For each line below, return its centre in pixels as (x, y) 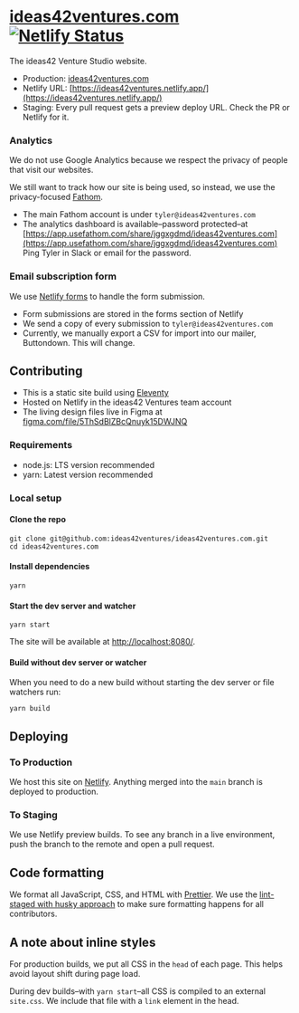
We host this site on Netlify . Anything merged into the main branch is (136, 782)
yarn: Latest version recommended (88, 474)
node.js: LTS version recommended (89, 464)
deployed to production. (54, 792)
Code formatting (57, 872)
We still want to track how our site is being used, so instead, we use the (142, 187)
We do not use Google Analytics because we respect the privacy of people (149, 160)
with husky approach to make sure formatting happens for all (151, 904)
